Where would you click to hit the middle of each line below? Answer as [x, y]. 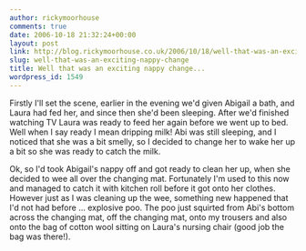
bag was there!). [40, 236]
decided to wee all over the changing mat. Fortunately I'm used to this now [149, 178]
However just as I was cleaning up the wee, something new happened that [149, 197]
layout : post [34, 43]
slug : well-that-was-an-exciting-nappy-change [99, 60]
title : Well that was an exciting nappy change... [107, 69]
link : [20, 52]
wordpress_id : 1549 [46, 77]
